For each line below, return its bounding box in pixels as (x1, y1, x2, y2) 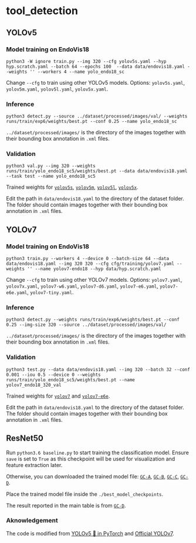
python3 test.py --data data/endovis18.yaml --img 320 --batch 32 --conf (6, 367, 191, 372)
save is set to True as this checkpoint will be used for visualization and (6, 455, 175, 462)
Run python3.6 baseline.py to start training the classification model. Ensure (6, 449, 189, 456)
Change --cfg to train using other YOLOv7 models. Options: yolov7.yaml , (6, 277, 183, 284)
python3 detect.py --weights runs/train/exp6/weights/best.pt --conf (6, 317, 180, 323)
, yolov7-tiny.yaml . (27, 289, 74, 296)
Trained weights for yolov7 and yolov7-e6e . (6, 392, 110, 399)
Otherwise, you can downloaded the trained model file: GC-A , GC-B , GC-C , (6, 472, 180, 480)
